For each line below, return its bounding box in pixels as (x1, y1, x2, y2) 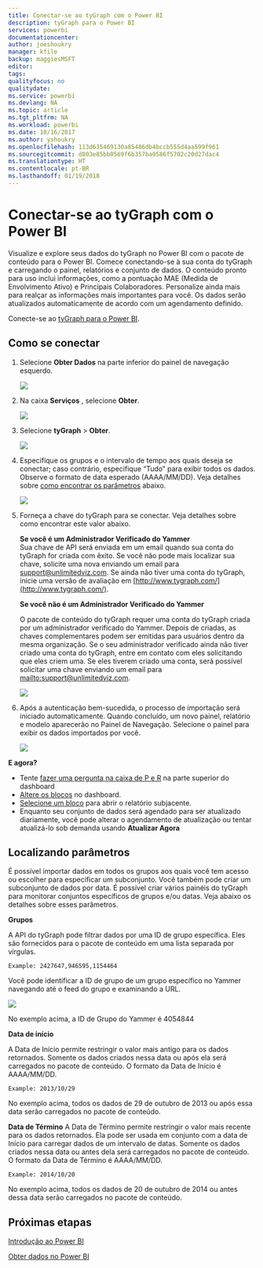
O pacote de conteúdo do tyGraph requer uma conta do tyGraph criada (19, 614, 251, 624)
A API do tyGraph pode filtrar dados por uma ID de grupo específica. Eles (8, 930, 246, 940)
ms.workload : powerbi (8, 121, 79, 129)
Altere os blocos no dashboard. (19, 790, 122, 799)
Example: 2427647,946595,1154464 (8, 963, 118, 970)
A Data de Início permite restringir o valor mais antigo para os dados (8, 1045, 229, 1054)
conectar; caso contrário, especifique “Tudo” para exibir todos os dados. (19, 464, 256, 473)
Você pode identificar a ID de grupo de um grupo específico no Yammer (8, 976, 242, 985)
